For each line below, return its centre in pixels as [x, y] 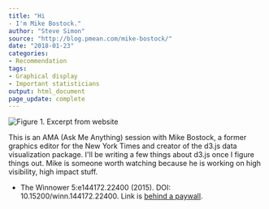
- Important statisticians [54, 83]
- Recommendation [38, 62]
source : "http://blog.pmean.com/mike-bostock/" [91, 38]
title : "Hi [27, 16]
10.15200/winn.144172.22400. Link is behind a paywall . [111, 196]
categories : [28, 53]
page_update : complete [47, 99]
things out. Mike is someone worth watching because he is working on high [135, 164]
